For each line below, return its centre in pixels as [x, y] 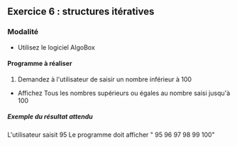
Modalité [23, 32]
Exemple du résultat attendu [50, 117]
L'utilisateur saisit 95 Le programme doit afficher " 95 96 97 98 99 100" [111, 135]
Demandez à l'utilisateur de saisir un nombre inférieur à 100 [105, 79]
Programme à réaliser [40, 64]
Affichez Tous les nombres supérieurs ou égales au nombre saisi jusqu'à [124, 93]
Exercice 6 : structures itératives [81, 12]
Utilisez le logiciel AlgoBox [56, 47]
